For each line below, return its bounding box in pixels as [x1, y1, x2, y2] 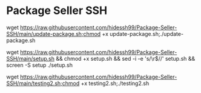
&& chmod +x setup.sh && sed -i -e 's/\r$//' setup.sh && [55, 55, 196, 62]
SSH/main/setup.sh [6, 55, 54, 62]
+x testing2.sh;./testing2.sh [81, 80, 150, 87]
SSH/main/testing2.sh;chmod [6, 80, 80, 87]
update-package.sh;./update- [110, 30, 183, 37]
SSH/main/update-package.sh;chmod [6, 30, 101, 37]
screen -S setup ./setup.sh [6, 61, 73, 69]
